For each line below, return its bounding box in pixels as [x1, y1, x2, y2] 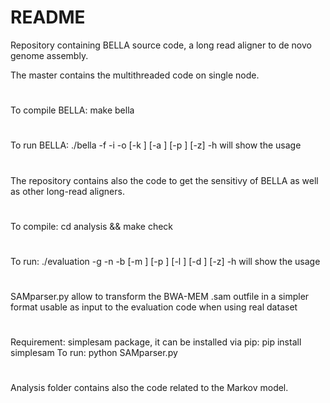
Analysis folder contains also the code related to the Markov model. [10, 382, 289, 394]
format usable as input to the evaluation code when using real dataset [10, 301, 298, 313]
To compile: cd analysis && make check [10, 220, 174, 232]
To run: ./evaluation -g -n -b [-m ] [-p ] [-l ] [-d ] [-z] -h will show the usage [10, 255, 321, 267]
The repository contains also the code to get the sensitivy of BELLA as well [10, 174, 319, 186]
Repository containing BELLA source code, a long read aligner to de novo [10, 39, 312, 51]
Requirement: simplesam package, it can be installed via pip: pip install [10, 336, 302, 348]
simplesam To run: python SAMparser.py [10, 347, 178, 359]
